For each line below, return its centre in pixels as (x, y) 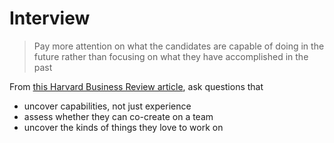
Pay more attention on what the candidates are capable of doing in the (179, 46)
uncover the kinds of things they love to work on (123, 127)
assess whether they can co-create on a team (118, 116)
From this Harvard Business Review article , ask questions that (136, 86)
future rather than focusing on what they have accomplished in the (171, 56)
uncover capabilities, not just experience (107, 106)
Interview (50, 18)
